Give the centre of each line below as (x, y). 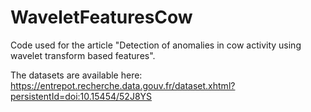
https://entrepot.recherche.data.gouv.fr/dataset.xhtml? (123, 85)
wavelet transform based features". (83, 55)
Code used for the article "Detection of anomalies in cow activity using (156, 45)
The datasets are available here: (76, 75)
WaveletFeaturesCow (101, 17)
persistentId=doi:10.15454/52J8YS (81, 96)
